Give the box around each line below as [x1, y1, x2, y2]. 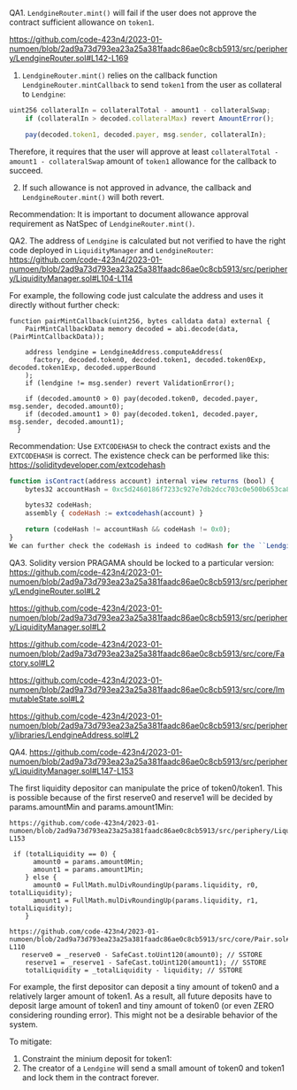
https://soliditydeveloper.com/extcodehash [9, 460, 166, 470]
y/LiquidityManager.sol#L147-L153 [9, 765, 134, 776]
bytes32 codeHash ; [25, 500, 93, 510]
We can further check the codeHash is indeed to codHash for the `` [9, 541, 267, 550]
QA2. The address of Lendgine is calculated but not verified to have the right [9, 235, 286, 246]
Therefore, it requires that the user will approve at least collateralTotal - [9, 146, 279, 157]
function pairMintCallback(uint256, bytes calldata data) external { [9, 316, 271, 326]
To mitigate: [9, 1036, 52, 1047]
